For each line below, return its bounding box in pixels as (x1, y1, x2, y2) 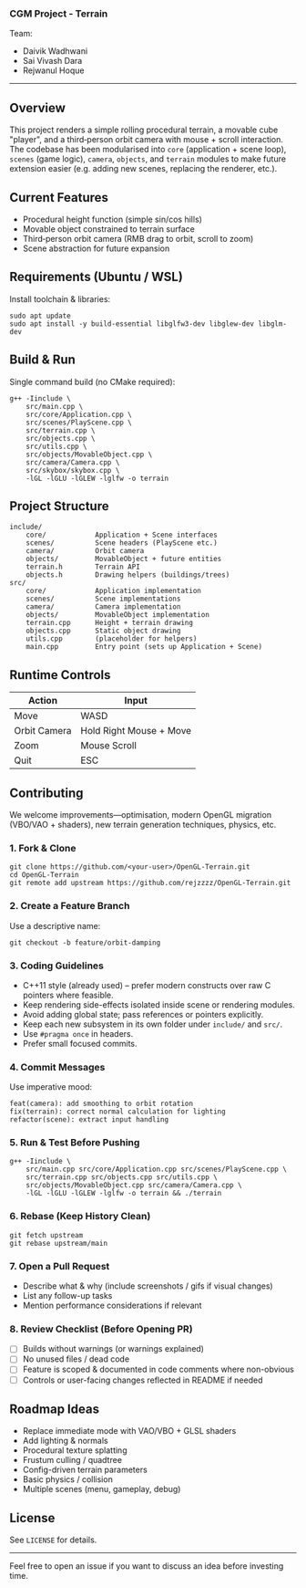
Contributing (9, 785, 84, 800)
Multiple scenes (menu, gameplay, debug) (22, 1484, 181, 1495)
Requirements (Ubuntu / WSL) (9, 269, 184, 285)
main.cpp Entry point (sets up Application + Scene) (25, 643, 262, 652)
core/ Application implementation (25, 587, 202, 596)
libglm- (258, 319, 287, 329)
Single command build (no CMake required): (9, 376, 176, 387)
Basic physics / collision (22, 1474, 114, 1485)
